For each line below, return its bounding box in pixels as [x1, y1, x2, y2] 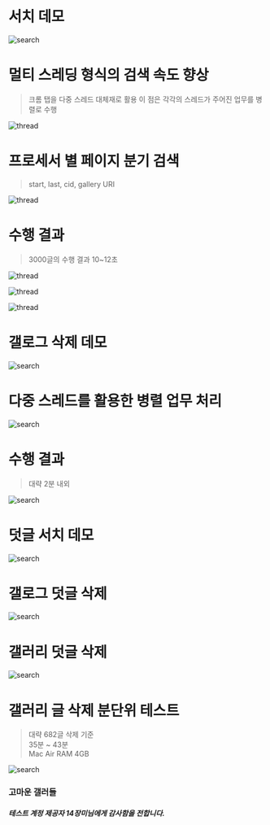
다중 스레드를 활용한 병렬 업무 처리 [8, 391, 222, 410]
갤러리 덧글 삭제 [8, 643, 107, 661]
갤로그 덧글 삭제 [8, 584, 107, 603]
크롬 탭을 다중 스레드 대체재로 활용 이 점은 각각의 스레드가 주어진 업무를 [28, 94, 255, 104]
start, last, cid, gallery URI [28, 179, 115, 189]
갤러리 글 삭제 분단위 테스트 [8, 701, 180, 720]
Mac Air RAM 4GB [28, 749, 89, 759]
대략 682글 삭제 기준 [28, 730, 94, 740]
